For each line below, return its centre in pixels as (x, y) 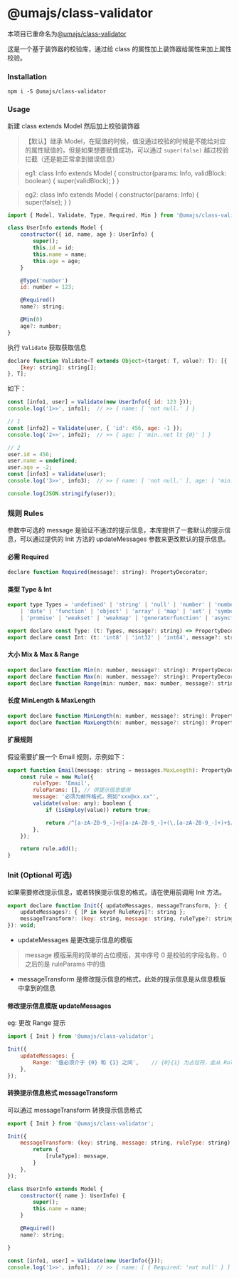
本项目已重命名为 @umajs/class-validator (67, 34)
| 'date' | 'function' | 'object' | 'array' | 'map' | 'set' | (116, 612)
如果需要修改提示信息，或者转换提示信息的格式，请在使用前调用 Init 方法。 (116, 892)
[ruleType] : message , (78, 1156)
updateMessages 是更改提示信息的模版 (75, 940)
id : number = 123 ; (47, 287)
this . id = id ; (54, 248)
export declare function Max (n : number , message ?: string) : (99, 676)
